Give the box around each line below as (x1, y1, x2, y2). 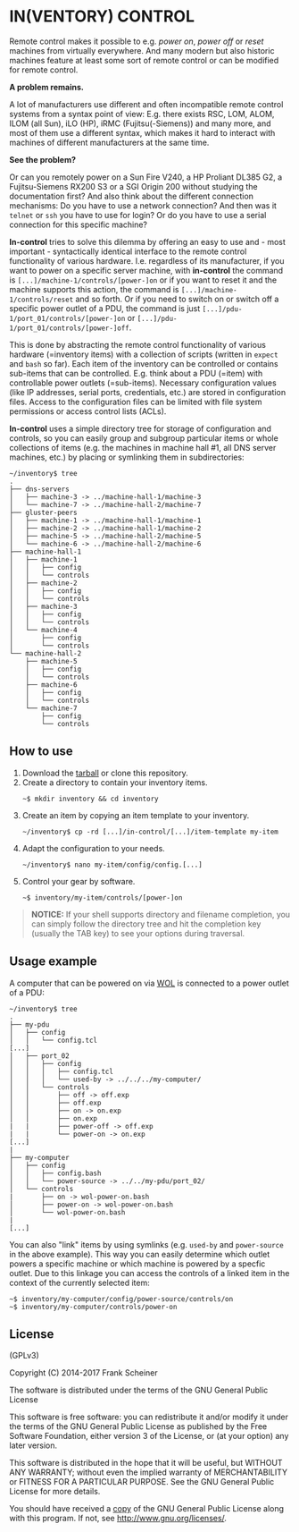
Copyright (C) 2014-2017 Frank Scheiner (9, 1367, 158, 1378)
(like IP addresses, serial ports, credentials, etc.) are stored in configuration (9, 386, 287, 397)
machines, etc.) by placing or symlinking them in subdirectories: (9, 452, 245, 462)
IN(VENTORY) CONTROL (9, 6, 195, 27)
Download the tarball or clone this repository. (21, 767, 189, 778)
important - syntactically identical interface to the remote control (9, 246, 247, 257)
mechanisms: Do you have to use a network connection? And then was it (9, 199, 277, 211)
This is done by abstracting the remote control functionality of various (9, 339, 266, 350)
